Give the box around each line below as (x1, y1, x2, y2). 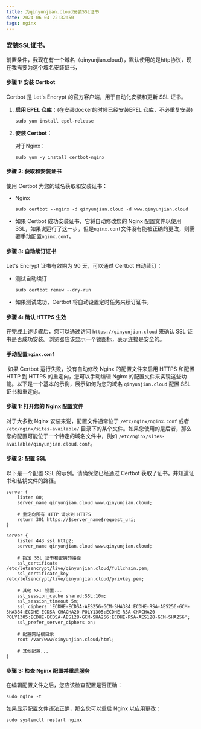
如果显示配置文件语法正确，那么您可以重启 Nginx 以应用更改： (6, 705, 162, 712)
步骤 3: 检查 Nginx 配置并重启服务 (6, 667, 91, 674)
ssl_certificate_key (17, 571, 69, 577)
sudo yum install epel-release (14, 118, 94, 124)
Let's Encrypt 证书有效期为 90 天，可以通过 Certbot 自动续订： (6, 262, 162, 270)
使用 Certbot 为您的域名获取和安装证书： (6, 183, 107, 190)
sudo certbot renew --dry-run (14, 287, 92, 293)
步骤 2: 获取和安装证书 (6, 167, 62, 175)
